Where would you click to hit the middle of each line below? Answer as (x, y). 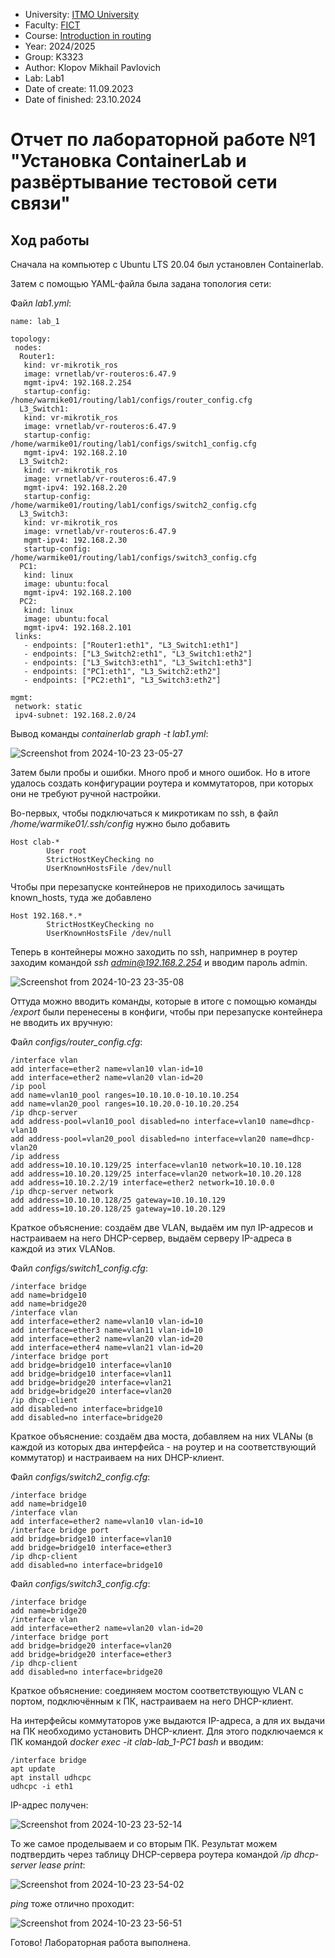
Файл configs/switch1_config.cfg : (79, 1268)
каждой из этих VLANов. (63, 1248)
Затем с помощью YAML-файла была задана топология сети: (141, 283)
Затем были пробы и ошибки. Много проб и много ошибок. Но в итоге (160, 772)
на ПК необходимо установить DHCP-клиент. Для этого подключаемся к (167, 1731)
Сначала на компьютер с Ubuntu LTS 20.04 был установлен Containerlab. (167, 264)
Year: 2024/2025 (60, 46)
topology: (31, 339)
